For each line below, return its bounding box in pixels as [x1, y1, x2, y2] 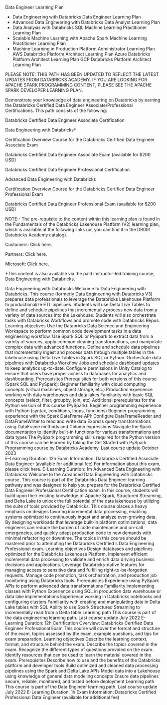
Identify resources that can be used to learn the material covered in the [5, 652, 151, 658]
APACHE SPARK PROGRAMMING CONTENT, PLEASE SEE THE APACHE [5, 82, 152, 88]
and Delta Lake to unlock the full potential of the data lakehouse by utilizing [5, 498, 160, 504]
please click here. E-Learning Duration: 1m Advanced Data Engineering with [5, 466, 161, 472]
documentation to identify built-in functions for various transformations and [5, 429, 161, 435]
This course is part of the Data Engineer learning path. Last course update [5, 684, 158, 690]
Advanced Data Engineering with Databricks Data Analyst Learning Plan [12, 19, 161, 25]
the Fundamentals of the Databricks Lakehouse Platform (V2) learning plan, [5, 221, 160, 227]
